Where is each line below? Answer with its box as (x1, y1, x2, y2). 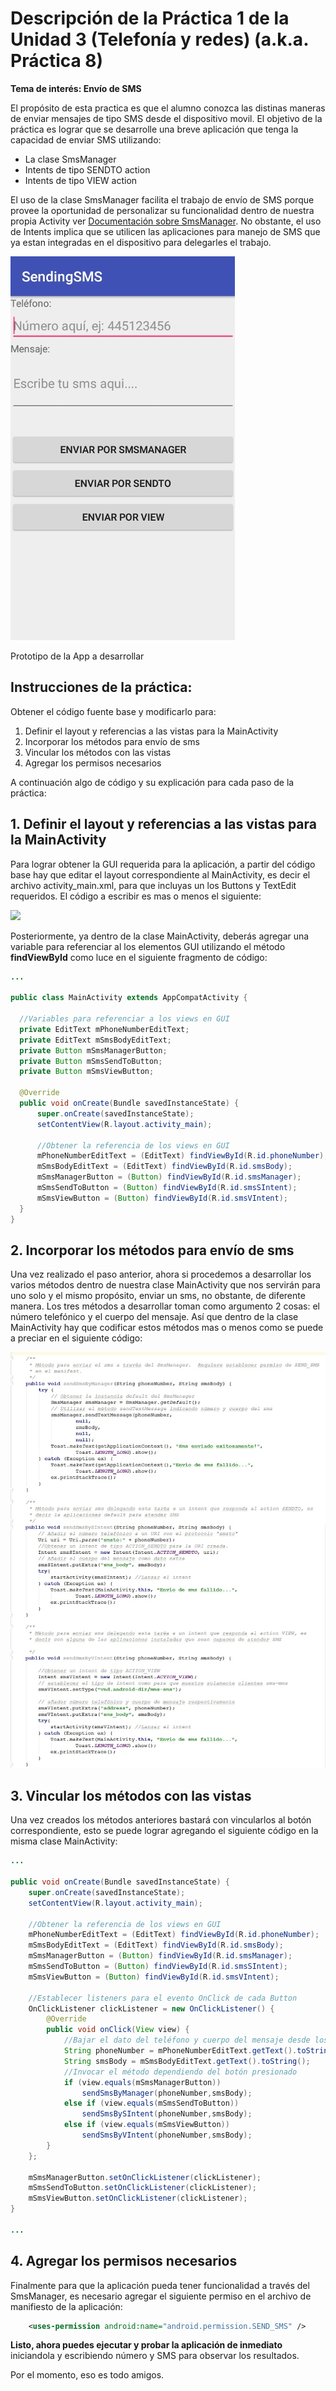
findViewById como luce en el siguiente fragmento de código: (10, 951, 268, 963)
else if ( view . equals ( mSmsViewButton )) (63, 2120, 230, 2130)
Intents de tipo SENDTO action (24, 163, 151, 176)
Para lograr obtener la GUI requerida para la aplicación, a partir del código (10, 858, 316, 870)
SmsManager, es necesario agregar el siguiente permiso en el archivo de (10, 2290, 312, 2302)
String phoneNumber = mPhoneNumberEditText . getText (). (63, 2046, 298, 2056)
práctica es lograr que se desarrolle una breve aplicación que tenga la (10, 123, 299, 135)
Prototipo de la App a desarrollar (10, 650, 145, 662)
